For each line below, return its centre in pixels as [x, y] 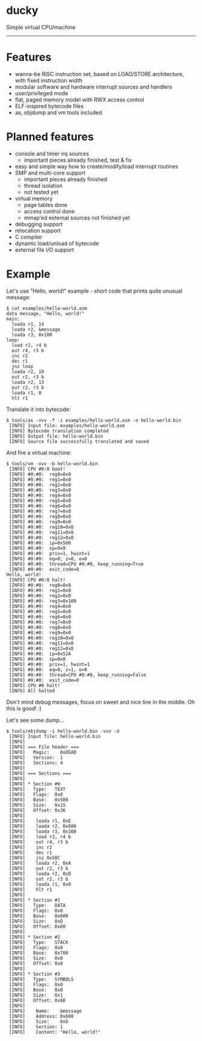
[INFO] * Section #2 [35, 937]
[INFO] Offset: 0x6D [37, 1000]
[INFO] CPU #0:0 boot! [37, 469]
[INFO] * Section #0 [35, 784]
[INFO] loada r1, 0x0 [40, 884]
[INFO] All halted [32, 691]
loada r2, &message [36, 329]
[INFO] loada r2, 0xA [40, 863]
